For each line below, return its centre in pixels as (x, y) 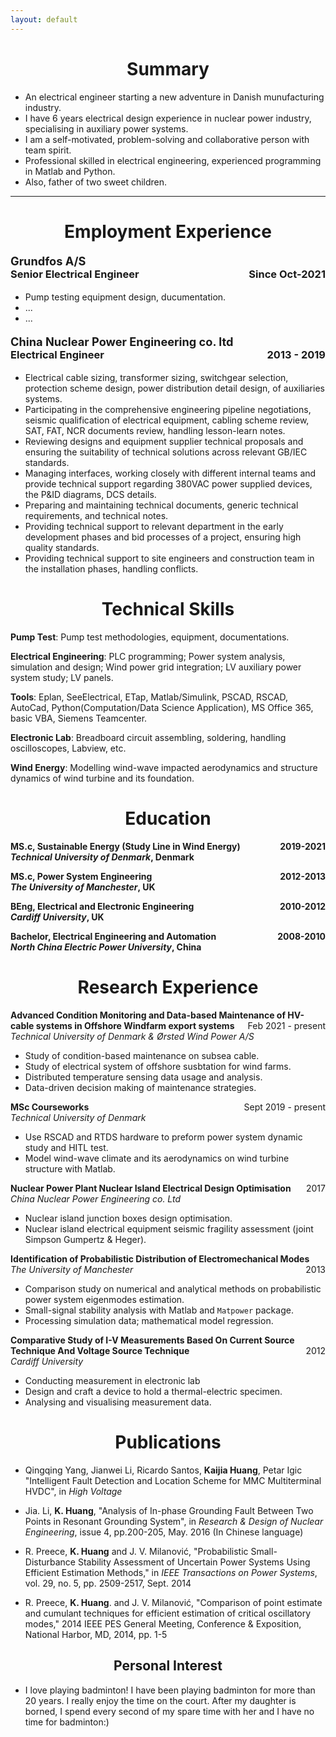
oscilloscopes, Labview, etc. (68, 748)
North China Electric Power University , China (106, 947)
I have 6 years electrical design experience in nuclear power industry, (168, 118)
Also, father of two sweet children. (96, 182)
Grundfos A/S (48, 260)
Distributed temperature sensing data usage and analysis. (143, 1077)
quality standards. (62, 548)
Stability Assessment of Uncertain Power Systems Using (194, 1562)
